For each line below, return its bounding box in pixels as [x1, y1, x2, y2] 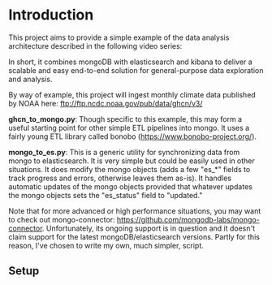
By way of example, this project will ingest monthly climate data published [8, 89, 256, 99]
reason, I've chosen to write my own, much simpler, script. [8, 240, 205, 250]
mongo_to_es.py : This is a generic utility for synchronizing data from [8, 147, 240, 157]
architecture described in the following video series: [8, 41, 183, 50]
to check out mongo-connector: [8, 214, 115, 224]
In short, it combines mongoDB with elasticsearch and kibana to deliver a [8, 57, 253, 67]
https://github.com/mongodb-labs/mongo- [116, 214, 260, 224]
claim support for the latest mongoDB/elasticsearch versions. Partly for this [8, 231, 260, 241]
